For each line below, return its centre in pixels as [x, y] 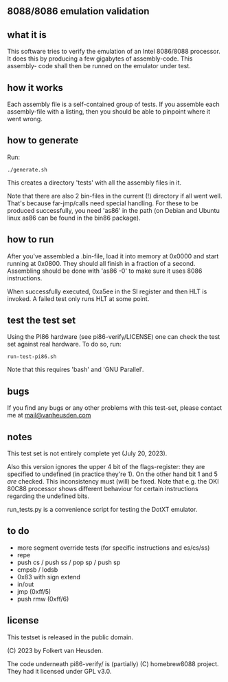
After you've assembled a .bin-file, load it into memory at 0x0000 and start [113, 256]
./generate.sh [27, 169]
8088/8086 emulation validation [78, 11]
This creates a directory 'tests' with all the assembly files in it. [94, 183]
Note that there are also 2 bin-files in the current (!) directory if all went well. [115, 196]
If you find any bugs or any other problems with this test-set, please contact [115, 408]
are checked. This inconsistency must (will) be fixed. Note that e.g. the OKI [113, 482]
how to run [31, 239]
